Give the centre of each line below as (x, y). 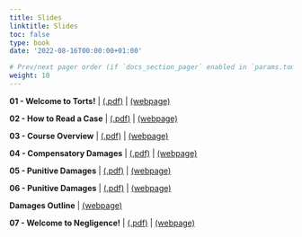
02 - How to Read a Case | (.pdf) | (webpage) (93, 118)
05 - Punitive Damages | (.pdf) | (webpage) (90, 171)
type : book (30, 43)
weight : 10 (30, 76)
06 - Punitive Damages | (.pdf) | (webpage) (90, 188)
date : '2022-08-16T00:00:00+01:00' (76, 51)
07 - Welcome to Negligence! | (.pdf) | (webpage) (102, 223)
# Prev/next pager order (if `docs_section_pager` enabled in (128, 67)
